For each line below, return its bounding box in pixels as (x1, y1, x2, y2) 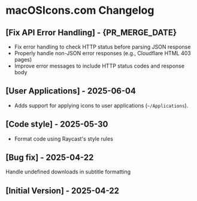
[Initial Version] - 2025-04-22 (5, 185, 120, 196)
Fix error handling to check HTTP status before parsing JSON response (14, 43, 191, 50)
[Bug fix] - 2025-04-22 (5, 153, 94, 163)
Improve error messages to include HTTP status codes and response (14, 62, 185, 69)
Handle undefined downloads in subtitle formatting (5, 168, 131, 175)
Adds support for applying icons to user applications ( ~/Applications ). (14, 102, 189, 109)
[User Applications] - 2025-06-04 (5, 86, 136, 96)
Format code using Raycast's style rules (14, 135, 113, 142)
